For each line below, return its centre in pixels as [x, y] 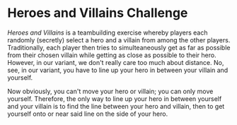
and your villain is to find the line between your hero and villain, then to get [116, 106]
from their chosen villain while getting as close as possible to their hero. [112, 55]
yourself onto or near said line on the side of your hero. [88, 114]
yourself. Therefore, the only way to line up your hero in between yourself [115, 99]
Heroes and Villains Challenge [98, 13]
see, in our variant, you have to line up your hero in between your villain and [118, 70]
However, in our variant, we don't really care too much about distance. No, [116, 62]
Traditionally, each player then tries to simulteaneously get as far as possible [119, 47]
